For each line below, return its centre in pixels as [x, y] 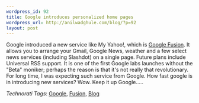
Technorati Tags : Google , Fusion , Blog [53, 94]
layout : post [22, 28]
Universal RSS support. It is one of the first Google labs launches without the [99, 64]
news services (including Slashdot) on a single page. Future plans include [96, 57]
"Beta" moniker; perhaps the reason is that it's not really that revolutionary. [97, 70]
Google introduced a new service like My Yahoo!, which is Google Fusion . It [98, 45]
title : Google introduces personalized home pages [70, 17]
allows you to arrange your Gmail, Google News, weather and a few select [97, 51]
